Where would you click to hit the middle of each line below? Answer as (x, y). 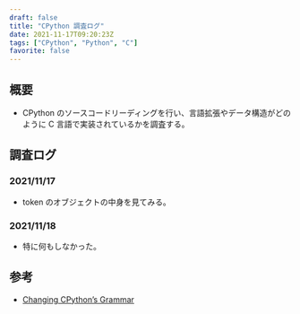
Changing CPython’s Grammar (78, 299)
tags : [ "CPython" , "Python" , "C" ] (74, 43)
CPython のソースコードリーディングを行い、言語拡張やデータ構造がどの (156, 112)
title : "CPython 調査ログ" (57, 26)
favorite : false (39, 51)
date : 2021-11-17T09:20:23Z (62, 34)
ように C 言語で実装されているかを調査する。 (106, 124)
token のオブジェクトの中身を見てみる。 (97, 202)
